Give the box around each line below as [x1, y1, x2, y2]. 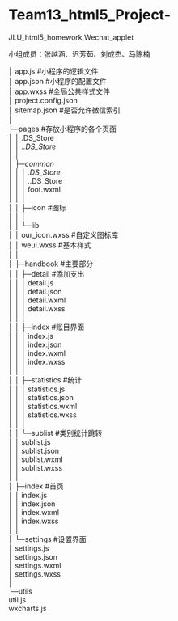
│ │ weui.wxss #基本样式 [8, 240, 91, 250]
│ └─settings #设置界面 [8, 534, 87, 543]
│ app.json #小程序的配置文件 [8, 76, 107, 86]
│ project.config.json [8, 95, 78, 105]
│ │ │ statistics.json [8, 392, 74, 402]
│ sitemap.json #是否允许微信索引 [8, 105, 121, 115]
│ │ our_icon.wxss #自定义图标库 [8, 230, 119, 239]
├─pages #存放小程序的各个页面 [8, 124, 117, 133]
